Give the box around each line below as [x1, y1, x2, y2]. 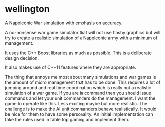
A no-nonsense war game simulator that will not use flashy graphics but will [5, 29, 161, 35]
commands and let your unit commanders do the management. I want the [5, 95, 156, 101]
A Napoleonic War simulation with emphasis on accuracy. [5, 20, 123, 26]
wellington [5, 3, 50, 15]
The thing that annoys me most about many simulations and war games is [5, 74, 156, 80]
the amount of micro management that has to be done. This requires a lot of [5, 79, 161, 85]
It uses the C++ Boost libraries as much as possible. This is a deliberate [5, 50, 152, 56]
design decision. [5, 55, 39, 61]
